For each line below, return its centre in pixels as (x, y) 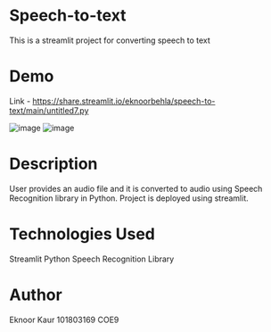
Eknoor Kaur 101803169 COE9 (64, 320)
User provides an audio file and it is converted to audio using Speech (136, 188)
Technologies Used (82, 234)
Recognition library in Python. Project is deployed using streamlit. (129, 198)
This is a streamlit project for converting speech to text (110, 40)
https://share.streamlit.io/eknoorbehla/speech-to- (124, 101)
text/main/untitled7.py (49, 110)
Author (36, 295)
